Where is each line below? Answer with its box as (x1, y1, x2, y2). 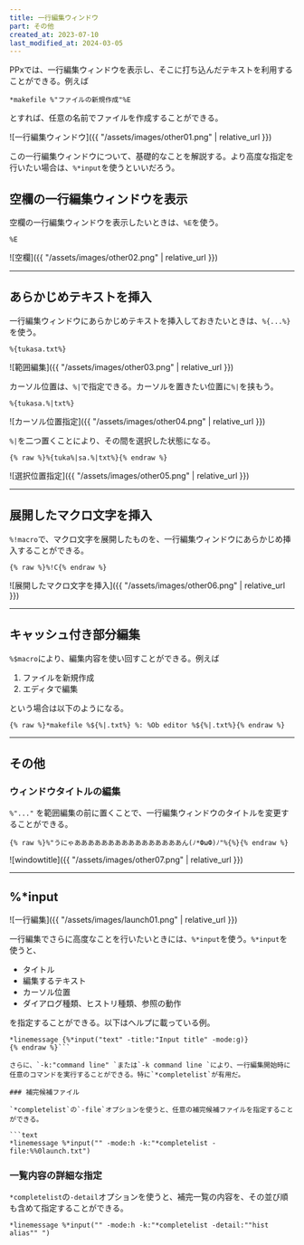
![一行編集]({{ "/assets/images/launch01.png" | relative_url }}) (9, 915, 238, 925)
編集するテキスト (22, 975, 87, 986)
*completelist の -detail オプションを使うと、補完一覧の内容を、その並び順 (9, 1192, 289, 1202)
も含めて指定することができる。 (9, 1202, 128, 1213)
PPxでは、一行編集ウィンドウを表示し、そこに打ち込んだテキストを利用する (9, 64, 294, 75)
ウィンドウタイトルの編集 (9, 784, 121, 797)
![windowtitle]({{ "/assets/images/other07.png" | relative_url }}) (9, 854, 244, 865)
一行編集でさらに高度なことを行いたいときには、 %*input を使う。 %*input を (9, 934, 288, 944)
